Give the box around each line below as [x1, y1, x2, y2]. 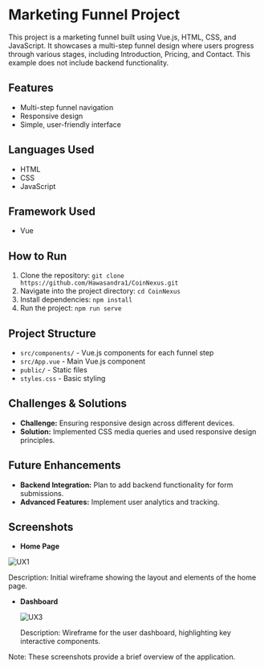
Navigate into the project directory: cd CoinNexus [19, 286, 181, 296]
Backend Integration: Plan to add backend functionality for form [19, 480, 234, 490]
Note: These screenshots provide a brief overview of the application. [8, 652, 236, 662]
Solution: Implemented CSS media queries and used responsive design [19, 426, 257, 436]
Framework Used [8, 204, 96, 218]
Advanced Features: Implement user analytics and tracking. [19, 497, 220, 507]
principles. [19, 435, 55, 445]
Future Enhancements [8, 458, 122, 472]
